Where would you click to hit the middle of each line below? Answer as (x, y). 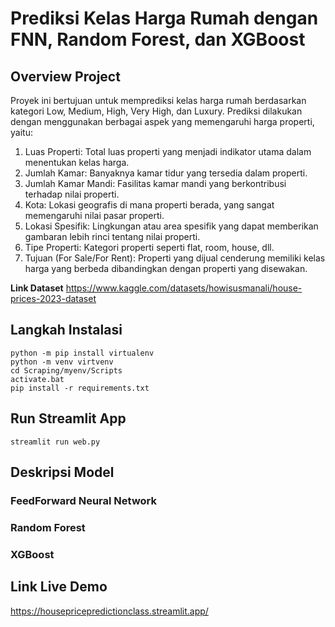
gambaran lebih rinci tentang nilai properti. (112, 236)
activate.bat (37, 379)
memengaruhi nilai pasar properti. (94, 215)
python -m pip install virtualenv (82, 353)
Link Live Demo (59, 587)
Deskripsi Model (62, 472)
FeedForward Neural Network (84, 500)
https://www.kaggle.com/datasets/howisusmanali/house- (184, 288)
